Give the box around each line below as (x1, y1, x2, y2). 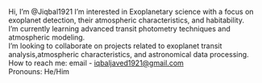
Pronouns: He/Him (8, 67, 70, 76)
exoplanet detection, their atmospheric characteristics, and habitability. (8, 15, 244, 25)
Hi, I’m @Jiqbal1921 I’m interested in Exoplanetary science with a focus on (8, 7, 254, 16)
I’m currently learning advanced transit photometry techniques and (8, 24, 231, 33)
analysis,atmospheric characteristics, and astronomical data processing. (8, 50, 249, 59)
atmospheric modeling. (8, 32, 85, 42)
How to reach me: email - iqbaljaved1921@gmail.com (8, 58, 184, 68)
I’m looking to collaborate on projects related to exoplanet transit (8, 41, 222, 51)
